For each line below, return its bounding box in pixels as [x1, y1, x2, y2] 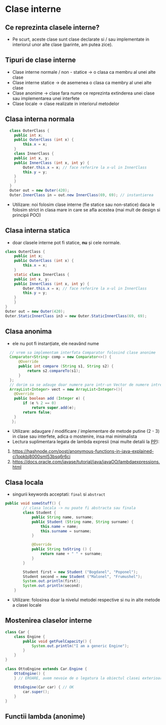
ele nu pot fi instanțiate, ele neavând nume [12, 340, 99, 346]
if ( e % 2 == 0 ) [23, 401, 56, 406]
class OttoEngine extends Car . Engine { [5, 666, 87, 672]
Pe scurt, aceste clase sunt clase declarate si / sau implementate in [12, 36, 150, 42]
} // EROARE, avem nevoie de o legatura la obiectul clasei [14, 675, 140, 680]
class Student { [23, 510, 56, 516]
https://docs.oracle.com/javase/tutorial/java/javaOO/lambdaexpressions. [12, 459, 161, 465]
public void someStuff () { [5, 501, 61, 506]
